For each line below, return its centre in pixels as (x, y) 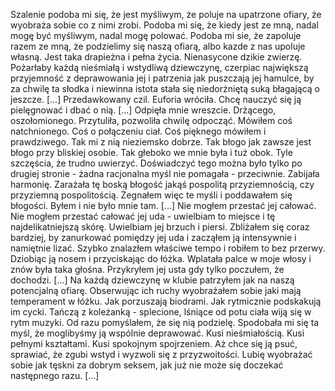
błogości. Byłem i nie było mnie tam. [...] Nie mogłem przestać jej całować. (163, 205)
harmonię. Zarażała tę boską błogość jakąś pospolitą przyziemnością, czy (162, 184)
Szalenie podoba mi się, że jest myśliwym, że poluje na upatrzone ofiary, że (166, 14)
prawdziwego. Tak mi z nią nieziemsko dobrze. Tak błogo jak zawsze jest (161, 142)
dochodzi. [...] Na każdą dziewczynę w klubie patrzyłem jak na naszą (152, 280)
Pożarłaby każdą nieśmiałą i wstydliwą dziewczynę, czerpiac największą (159, 67)
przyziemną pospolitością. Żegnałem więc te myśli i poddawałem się (151, 195)
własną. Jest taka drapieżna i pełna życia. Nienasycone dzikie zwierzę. (156, 57)
